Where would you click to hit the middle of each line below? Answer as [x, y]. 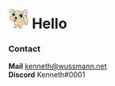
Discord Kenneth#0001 [47, 75]
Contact [25, 49]
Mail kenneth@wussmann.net [57, 66]
